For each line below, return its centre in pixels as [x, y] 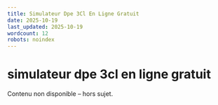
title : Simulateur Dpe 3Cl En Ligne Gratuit [73, 14]
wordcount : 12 [28, 33]
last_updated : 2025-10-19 [45, 27]
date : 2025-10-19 [33, 20]
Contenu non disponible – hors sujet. [60, 94]
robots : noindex [31, 40]
